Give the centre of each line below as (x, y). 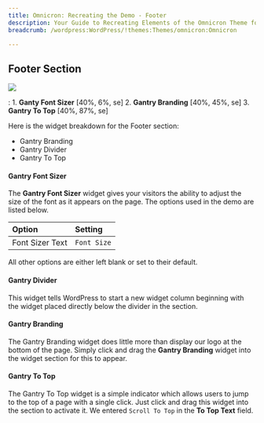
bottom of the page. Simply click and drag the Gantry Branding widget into (130, 350)
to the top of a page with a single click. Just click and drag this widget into (128, 402)
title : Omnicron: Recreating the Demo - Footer (88, 15)
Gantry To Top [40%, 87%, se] (58, 111)
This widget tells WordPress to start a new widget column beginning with (126, 298)
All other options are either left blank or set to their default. (103, 262)
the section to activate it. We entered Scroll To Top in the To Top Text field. (131, 410)
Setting (89, 230)
